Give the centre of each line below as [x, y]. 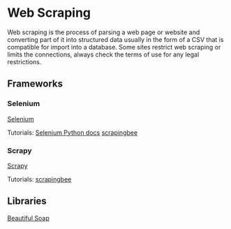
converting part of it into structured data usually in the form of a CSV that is [115, 39]
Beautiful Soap [29, 218]
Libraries [27, 201]
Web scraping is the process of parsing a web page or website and [104, 32]
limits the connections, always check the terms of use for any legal [103, 54]
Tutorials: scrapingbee [39, 179]
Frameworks [35, 84]
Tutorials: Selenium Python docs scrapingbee [73, 132]
